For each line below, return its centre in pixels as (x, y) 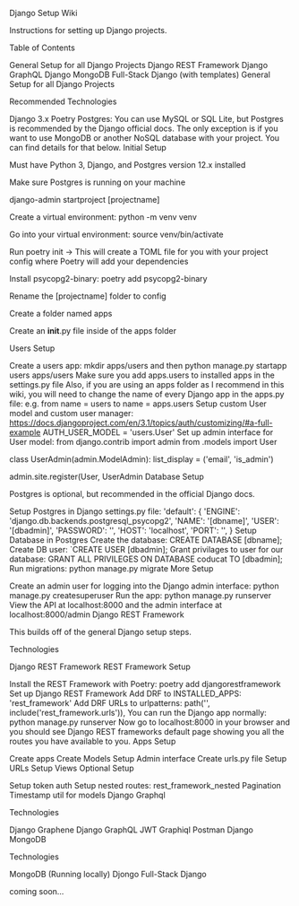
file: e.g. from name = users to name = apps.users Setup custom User (138, 404)
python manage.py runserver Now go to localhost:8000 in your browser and (150, 722)
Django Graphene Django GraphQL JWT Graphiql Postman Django (131, 830)
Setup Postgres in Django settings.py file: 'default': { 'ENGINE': (125, 511)
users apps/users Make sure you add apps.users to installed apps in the (142, 375)
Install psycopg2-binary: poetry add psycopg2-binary (108, 279)
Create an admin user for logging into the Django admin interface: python (144, 586)
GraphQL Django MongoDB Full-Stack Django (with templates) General (140, 74)
